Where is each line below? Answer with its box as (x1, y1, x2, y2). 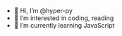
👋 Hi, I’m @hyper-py (13, 7, 73, 15)
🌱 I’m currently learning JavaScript (13, 21, 115, 29)
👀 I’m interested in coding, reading (13, 14, 114, 22)
